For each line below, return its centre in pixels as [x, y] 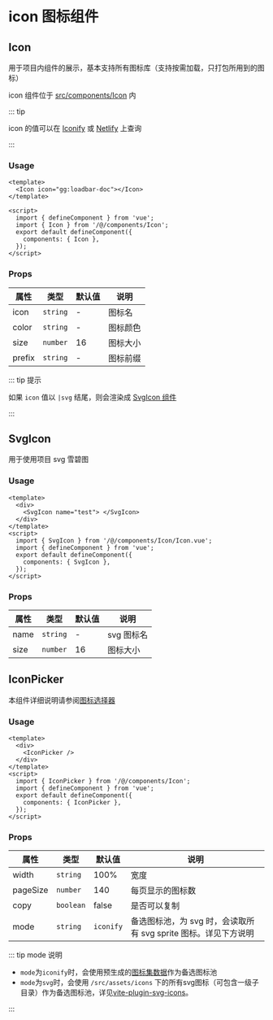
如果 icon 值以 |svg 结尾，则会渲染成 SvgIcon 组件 [93, 397]
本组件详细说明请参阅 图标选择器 [62, 700]
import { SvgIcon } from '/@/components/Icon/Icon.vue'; [114, 541]
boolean [71, 905]
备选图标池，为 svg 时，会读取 [188, 922]
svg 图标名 [128, 635]
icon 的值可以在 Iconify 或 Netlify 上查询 [75, 128]
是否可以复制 [155, 906]
